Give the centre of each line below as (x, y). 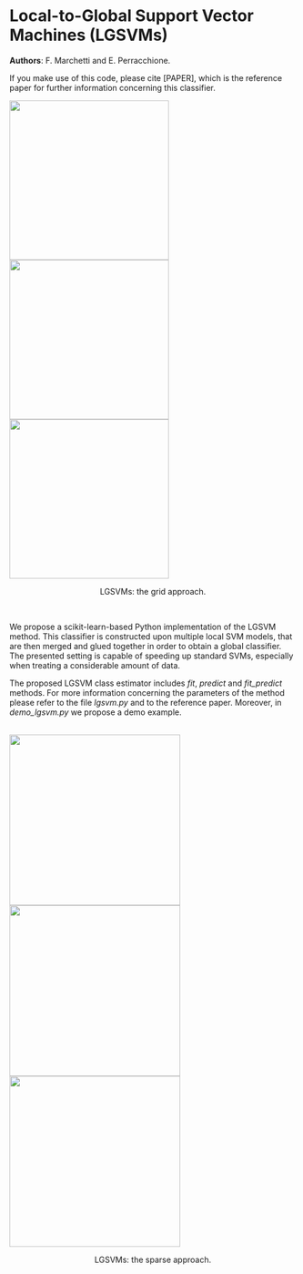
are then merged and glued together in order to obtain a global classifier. (146, 646)
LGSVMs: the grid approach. (153, 591)
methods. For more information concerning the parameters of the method (147, 692)
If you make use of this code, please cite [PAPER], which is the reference (146, 77)
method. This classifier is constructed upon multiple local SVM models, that (151, 636)
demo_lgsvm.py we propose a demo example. (96, 712)
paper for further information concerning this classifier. (113, 87)
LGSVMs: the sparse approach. (153, 1259)
